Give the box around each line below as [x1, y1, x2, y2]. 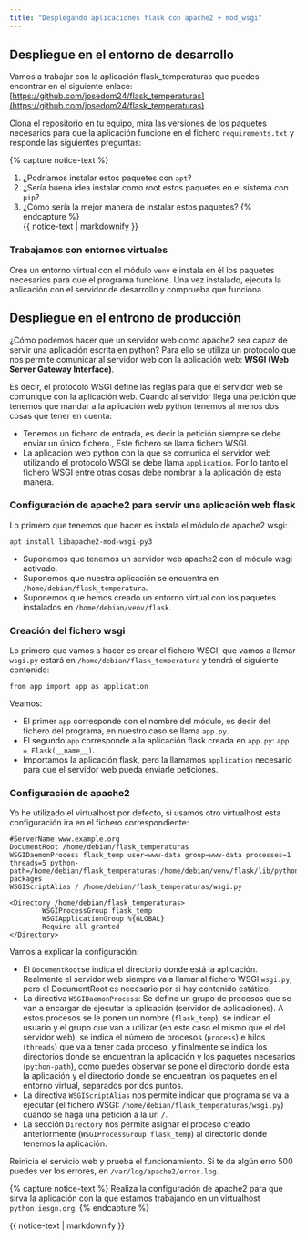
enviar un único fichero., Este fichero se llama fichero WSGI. [22, 437, 249, 448]
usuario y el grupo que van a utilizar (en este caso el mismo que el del [22, 1022, 286, 1033]
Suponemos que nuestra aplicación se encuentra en [22, 572, 219, 583]
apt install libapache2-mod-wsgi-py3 [9, 537, 153, 547]
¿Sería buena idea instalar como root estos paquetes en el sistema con [22, 182, 289, 193]
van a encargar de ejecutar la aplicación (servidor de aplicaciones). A [22, 1003, 284, 1014]
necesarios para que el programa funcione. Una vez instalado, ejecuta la [9, 274, 282, 285]
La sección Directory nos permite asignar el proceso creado [22, 1119, 250, 1130]
